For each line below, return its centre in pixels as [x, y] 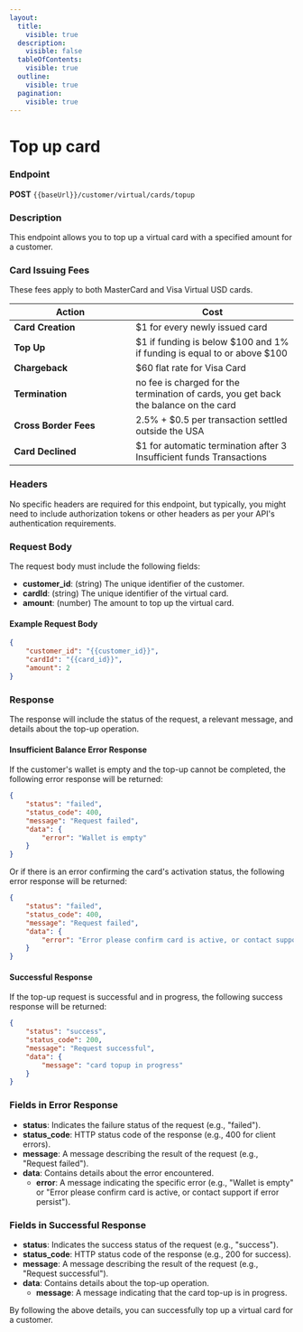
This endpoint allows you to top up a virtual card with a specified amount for [151, 238]
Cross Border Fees [55, 425]
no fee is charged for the [188, 383]
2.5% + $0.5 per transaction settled [211, 420]
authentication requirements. [63, 523]
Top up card [55, 146]
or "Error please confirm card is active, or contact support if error [157, 1192]
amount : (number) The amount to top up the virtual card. [128, 603]
